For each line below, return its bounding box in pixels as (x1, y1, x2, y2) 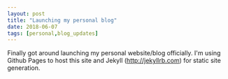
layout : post (7, 10, 45, 17)
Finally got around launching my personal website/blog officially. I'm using (7, 49, 221, 57)
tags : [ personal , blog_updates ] (7, 29, 99, 37)
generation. (7, 64, 41, 72)
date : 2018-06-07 (7, 23, 58, 30)
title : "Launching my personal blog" (7, 17, 117, 24)
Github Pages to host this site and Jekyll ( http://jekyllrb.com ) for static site (7, 57, 222, 65)
